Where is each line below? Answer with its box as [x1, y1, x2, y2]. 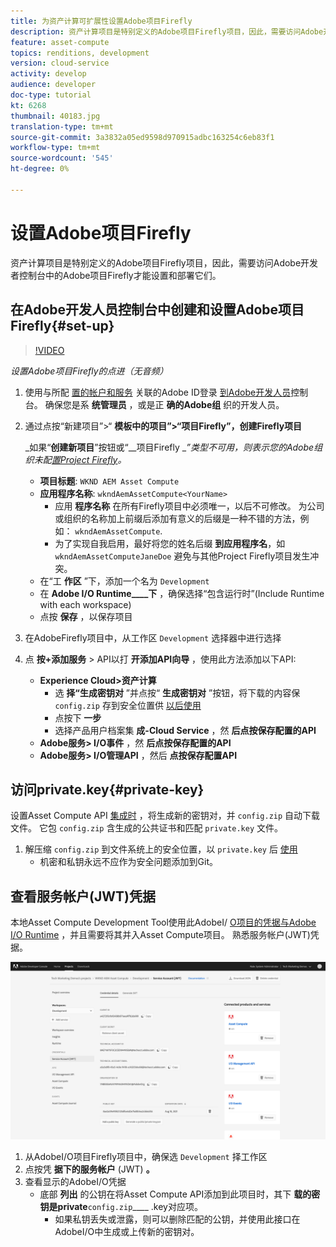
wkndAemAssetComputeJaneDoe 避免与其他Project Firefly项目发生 [54, 550, 311, 562]
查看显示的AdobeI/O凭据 [24, 1175, 127, 1187]
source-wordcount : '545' [10, 153, 114, 164]
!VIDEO [34, 344, 65, 356]
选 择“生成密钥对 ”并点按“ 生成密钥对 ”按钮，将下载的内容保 [54, 686, 301, 699]
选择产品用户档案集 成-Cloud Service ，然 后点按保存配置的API [54, 724, 317, 736]
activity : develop [10, 69, 87, 79]
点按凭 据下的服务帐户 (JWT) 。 [24, 1163, 155, 1175]
